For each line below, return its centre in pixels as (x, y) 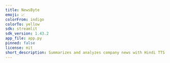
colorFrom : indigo (25, 19)
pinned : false (20, 43)
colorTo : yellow (22, 24)
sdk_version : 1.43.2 (27, 34)
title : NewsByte (22, 10)
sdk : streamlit (21, 29)
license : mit (19, 48)
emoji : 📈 (15, 15)
